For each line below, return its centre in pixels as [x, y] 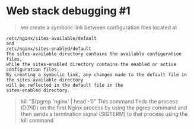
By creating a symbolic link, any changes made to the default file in [96, 75]
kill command [37, 120]
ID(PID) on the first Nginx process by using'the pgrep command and [104, 108]
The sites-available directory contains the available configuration [94, 54]
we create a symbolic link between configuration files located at [99, 27]
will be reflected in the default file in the [65, 85]
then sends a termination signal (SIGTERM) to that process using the [104, 114]
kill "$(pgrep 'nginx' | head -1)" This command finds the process [99, 101]
